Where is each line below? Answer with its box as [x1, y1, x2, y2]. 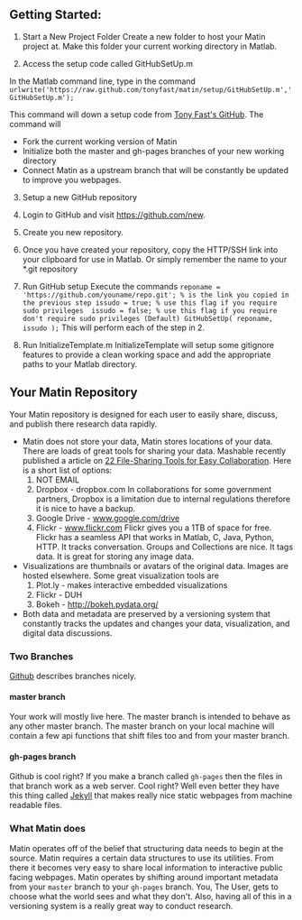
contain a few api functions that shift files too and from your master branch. [9, 731, 290, 741]
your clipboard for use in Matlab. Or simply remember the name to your [22, 253, 288, 264]
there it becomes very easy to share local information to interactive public [9, 861, 283, 873]
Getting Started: [9, 7, 102, 23]
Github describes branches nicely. [9, 670, 137, 681]
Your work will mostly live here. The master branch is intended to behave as [9, 712, 291, 722]
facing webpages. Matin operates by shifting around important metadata [9, 871, 279, 882]
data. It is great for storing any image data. [35, 550, 195, 562]
